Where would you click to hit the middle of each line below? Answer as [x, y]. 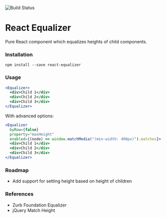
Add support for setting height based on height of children [72, 181]
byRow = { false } [24, 130]
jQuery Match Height [34, 210]
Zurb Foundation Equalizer [40, 205]
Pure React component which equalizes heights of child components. [76, 41]
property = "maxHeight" [32, 134]
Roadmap [17, 170]
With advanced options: [30, 116]
